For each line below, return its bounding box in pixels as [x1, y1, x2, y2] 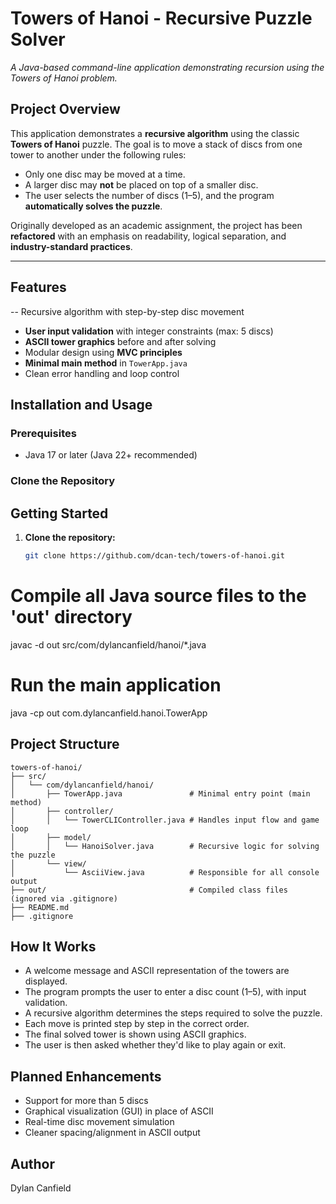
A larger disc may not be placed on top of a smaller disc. [24, 178, 259, 191]
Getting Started [10, 505, 109, 522]
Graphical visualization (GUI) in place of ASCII [24, 1105, 214, 1117]
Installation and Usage [10, 396, 153, 413]
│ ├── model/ [10, 832, 92, 842]
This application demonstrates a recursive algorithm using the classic [10, 127, 300, 139]
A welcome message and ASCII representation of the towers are [24, 965, 290, 977]
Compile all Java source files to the [10, 585, 307, 607]
